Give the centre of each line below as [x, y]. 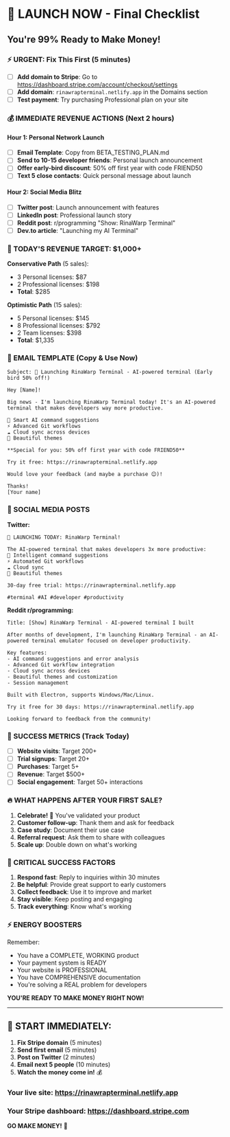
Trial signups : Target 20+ [53, 759]
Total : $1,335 [36, 340]
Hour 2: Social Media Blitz [44, 192]
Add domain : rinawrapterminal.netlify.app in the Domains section [112, 91]
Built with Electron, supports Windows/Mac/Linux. [81, 695]
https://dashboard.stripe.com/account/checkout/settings [97, 85]
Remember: [23, 942]
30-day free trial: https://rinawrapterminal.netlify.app [91, 585]
